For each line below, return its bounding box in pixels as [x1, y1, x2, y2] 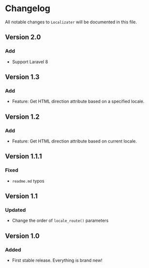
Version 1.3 [5, 73, 40, 81]
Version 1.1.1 [5, 152, 42, 161]
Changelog [5, 3, 50, 14]
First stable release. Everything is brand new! [12, 257, 103, 263]
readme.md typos [12, 178, 45, 184]
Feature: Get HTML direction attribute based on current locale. [12, 138, 137, 144]
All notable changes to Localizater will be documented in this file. [5, 19, 137, 25]
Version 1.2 [5, 112, 40, 121]
